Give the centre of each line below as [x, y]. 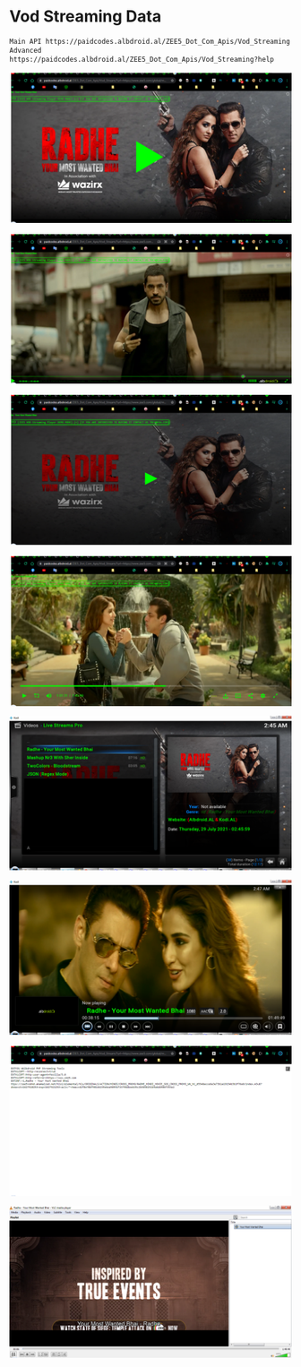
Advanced [26, 50]
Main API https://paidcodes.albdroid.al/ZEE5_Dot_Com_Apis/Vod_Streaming [150, 41]
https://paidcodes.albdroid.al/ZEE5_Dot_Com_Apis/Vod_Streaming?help [142, 59]
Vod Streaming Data [86, 17]
